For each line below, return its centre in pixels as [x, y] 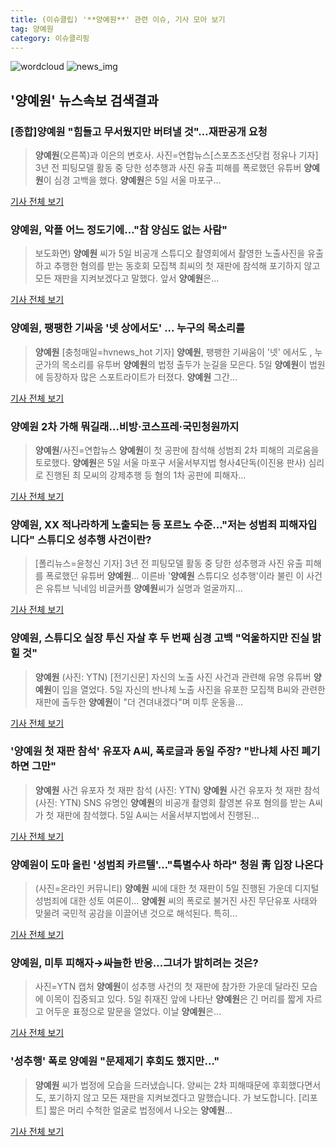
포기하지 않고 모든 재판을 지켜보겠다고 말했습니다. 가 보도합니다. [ [175, 1097]
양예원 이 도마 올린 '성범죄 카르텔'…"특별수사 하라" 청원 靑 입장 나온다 [167, 864]
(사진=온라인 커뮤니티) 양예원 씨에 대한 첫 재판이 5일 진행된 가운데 [163, 888]
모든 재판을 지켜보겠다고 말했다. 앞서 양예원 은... [127, 278]
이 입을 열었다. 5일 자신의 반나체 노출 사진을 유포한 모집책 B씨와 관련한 [188, 689]
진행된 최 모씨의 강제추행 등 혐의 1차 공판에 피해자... [146, 475]
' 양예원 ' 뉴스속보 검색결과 [84, 100]
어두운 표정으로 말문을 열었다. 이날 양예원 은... [133, 1012]
